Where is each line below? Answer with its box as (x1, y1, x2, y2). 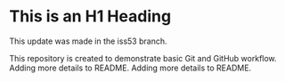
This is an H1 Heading (9, 6, 172, 27)
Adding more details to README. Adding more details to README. (9, 62, 252, 73)
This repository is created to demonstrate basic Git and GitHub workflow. (9, 53, 278, 63)
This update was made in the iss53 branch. (9, 36, 167, 46)
